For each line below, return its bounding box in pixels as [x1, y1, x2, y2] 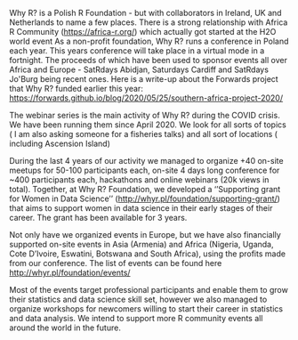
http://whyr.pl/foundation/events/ [9, 267, 131, 278]
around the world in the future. [9, 322, 122, 333]
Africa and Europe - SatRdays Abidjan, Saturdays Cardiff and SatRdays [9, 64, 270, 75]
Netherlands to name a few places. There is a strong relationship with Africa [9, 17, 288, 28]
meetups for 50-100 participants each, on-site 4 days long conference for [9, 165, 280, 175]
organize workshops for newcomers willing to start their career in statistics [9, 304, 283, 314]
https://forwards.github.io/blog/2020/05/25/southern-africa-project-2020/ [9, 93, 283, 103]
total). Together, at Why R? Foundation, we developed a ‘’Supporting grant [9, 184, 281, 194]
